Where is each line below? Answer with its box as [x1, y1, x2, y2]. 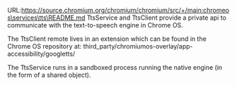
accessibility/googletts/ [7, 49, 76, 58]
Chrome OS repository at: [7, 42, 82, 50]
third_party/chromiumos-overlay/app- [83, 42, 193, 50]
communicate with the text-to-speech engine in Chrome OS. [7, 21, 184, 29]
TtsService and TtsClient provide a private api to [86, 13, 226, 22]
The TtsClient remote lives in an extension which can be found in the [7, 35, 207, 43]
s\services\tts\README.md [7, 13, 86, 22]
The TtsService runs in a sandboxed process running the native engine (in [7, 63, 223, 71]
